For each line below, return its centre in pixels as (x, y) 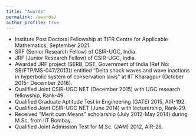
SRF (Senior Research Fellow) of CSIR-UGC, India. (76, 52)
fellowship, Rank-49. (40, 95)
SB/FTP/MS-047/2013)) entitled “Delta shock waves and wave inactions (102, 71)
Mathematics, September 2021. (53, 45)
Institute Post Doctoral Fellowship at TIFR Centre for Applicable (91, 39)
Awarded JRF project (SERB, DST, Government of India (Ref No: (92, 64)
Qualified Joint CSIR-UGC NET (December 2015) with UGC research (97, 89)
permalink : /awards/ (32, 17)
